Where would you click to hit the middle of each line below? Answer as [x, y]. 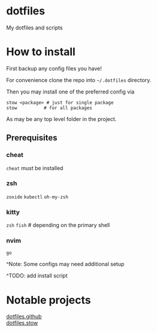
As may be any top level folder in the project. [61, 119]
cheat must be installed [35, 168]
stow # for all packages [49, 108]
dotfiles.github [24, 316]
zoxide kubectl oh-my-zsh [37, 197]
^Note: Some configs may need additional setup [65, 264]
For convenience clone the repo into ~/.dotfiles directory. [79, 80]
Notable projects [49, 300]
